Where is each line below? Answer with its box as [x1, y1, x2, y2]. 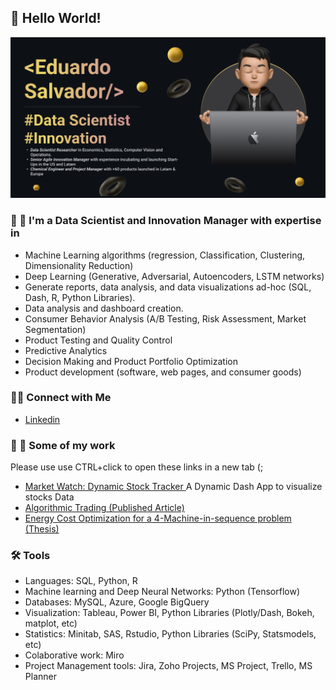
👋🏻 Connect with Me [10, 391, 112, 405]
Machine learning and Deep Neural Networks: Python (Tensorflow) [24, 586, 301, 598]
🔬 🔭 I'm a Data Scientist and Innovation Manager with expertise [10, 214, 322, 228]
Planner [24, 671, 57, 683]
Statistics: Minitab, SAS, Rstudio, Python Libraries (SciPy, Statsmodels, [24, 628, 317, 640]
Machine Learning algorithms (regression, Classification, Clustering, [24, 249, 306, 261]
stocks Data [24, 491, 75, 503]
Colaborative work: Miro [24, 649, 125, 661]
